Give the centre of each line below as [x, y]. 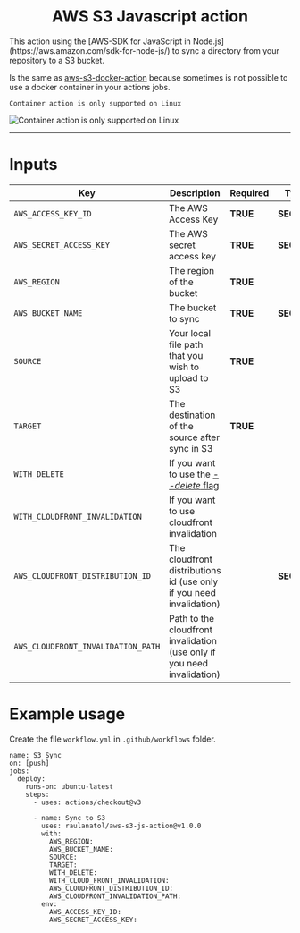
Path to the [192, 618]
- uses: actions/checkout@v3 [87, 802]
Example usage [67, 714]
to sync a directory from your [225, 50]
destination [192, 415]
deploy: [32, 779]
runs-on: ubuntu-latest [70, 786]
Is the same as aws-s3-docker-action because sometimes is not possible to [149, 77]
